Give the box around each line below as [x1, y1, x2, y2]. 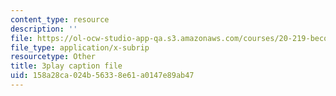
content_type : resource [10, 14, 110, 25]
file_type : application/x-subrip [10, 42, 150, 53]
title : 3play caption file [10, 61, 123, 71]
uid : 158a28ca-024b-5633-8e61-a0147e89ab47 [10, 71, 195, 81]
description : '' [10, 24, 78, 34]
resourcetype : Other [10, 52, 97, 62]
